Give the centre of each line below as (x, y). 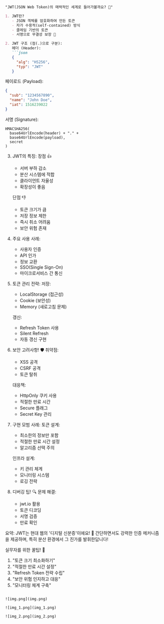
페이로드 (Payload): (24, 81)
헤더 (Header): (26, 48)
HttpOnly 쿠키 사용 (38, 395)
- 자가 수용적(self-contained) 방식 (46, 25)
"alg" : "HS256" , (33, 62)
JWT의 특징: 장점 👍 (32, 156)
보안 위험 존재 (33, 228)
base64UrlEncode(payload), (38, 137)
